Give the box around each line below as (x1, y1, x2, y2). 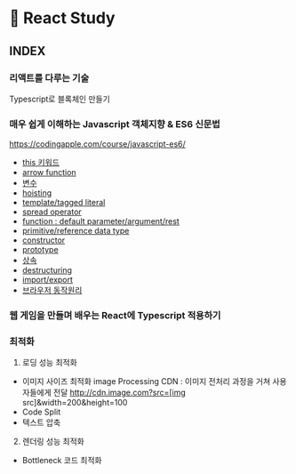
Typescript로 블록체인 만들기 (9, 93, 111, 104)
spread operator (21, 206, 82, 217)
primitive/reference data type (21, 226, 130, 237)
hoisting (21, 188, 52, 198)
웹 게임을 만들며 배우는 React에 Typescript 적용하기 (9, 309, 221, 322)
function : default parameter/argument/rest (21, 216, 180, 227)
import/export (21, 275, 74, 285)
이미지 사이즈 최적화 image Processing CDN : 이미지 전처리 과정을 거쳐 (21, 376, 271, 387)
